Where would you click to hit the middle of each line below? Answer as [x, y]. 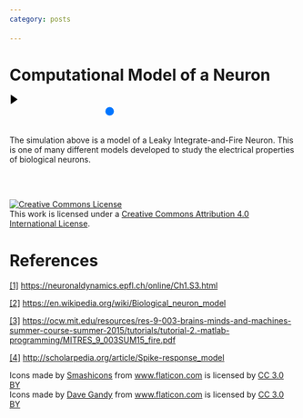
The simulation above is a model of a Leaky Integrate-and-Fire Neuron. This [151, 140]
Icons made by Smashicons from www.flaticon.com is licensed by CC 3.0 [147, 375]
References [54, 260]
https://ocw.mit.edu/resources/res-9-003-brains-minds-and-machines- [157, 321]
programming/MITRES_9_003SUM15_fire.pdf [92, 340]
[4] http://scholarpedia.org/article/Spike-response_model [117, 358]
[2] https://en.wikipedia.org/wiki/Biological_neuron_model [118, 304]
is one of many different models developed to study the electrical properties [152, 150]
